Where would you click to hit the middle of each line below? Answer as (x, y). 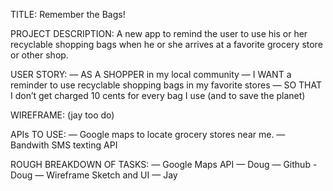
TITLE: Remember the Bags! (68, 14)
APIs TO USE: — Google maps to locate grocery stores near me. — (148, 134)
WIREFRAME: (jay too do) (62, 115)
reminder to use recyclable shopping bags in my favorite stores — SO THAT (166, 85)
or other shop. (39, 55)
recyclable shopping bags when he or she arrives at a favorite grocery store (166, 44)
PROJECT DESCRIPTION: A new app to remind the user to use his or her (159, 33)
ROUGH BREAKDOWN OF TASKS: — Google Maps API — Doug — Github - (164, 164)
